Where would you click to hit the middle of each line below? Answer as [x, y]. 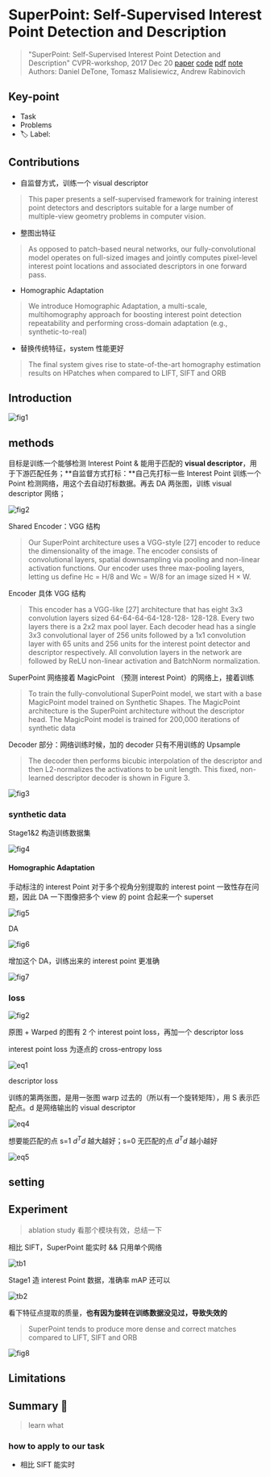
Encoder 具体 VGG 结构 [47, 594]
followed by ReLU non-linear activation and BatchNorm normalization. [144, 661]
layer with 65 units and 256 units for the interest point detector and [139, 644]
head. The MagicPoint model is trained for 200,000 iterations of [134, 720]
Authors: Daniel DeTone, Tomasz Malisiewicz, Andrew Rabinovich [137, 71]
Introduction [40, 398]
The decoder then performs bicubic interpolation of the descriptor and [145, 761]
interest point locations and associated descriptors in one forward [137, 266]
